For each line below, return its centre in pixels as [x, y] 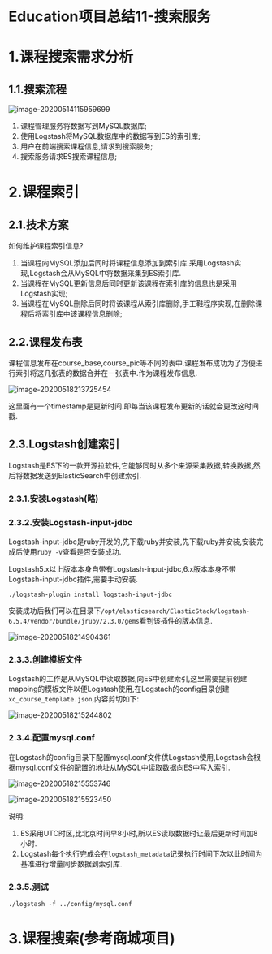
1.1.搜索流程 [38, 89]
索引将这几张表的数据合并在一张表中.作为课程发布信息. [106, 373]
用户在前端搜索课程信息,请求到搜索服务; [86, 146]
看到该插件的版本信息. [176, 621]
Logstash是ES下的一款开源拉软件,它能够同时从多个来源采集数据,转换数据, [131, 465]
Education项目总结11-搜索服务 [110, 17]
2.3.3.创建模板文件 [45, 659]
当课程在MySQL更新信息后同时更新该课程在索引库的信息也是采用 [128, 283]
